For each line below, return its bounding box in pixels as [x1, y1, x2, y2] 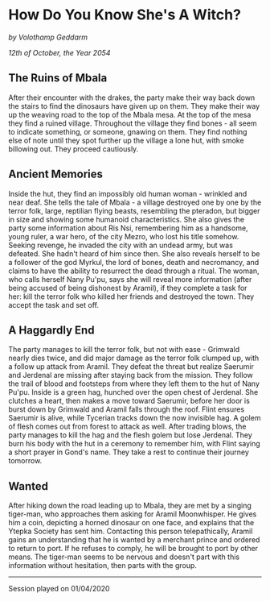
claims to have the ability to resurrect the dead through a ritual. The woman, [8, 266, 260, 276]
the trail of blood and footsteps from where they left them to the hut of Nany [8, 379, 260, 388]
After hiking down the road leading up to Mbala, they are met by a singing [8, 501, 252, 511]
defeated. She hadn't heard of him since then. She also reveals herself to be [8, 248, 260, 259]
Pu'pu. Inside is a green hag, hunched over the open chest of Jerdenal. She [8, 388, 259, 397]
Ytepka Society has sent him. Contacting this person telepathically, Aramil [8, 526, 253, 537]
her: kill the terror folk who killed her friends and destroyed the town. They [8, 292, 255, 301]
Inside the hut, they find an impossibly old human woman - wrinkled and [8, 189, 247, 198]
